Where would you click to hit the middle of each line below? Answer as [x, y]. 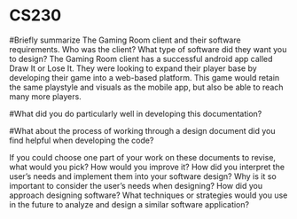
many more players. [45, 96]
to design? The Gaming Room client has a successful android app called [141, 59]
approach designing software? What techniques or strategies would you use [148, 195]
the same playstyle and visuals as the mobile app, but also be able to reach [146, 87]
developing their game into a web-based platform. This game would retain [145, 77]
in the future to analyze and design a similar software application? [129, 204]
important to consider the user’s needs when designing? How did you [136, 185]
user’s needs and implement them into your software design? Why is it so [143, 176]
